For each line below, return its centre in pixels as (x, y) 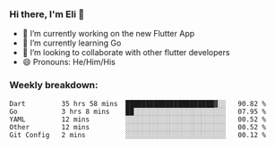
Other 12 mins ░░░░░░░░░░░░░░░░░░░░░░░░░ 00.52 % (138, 127)
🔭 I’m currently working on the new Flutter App (108, 34)
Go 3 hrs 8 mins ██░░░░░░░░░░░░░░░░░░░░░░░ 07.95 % (138, 111)
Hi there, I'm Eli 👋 (47, 14)
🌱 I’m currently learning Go (72, 43)
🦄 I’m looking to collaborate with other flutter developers (126, 53)
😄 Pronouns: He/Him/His (69, 62)
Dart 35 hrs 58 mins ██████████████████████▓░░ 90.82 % (138, 103)
